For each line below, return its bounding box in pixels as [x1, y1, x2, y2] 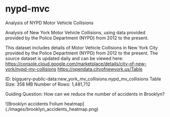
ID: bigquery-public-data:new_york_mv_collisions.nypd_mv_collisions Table [5, 76, 161, 82]
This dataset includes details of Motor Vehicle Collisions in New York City [5, 44, 158, 50]
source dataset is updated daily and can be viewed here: [5, 55, 123, 61]
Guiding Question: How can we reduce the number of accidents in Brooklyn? [5, 91, 165, 97]
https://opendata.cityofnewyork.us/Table [57, 66, 143, 72]
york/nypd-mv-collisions [5, 66, 57, 72]
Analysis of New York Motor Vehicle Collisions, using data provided [5, 29, 146, 35]
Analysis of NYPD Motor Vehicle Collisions [5, 20, 94, 26]
